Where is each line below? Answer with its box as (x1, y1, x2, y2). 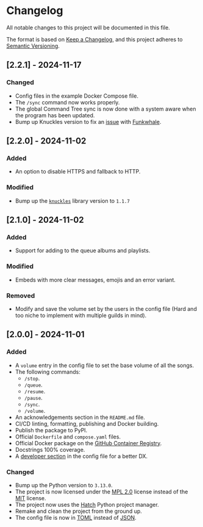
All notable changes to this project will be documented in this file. (6, 24, 171, 31)
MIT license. (15, 494, 46, 501)
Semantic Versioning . (6, 42, 60, 49)
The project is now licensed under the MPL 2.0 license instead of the (15, 488, 188, 495)
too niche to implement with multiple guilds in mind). (15, 311, 147, 319)
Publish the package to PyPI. (15, 426, 88, 434)
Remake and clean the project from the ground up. (15, 507, 142, 515)
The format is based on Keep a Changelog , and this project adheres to (6, 35, 183, 43)
